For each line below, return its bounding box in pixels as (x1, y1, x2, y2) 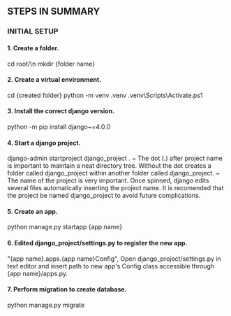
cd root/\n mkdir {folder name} (7, 59, 96, 68)
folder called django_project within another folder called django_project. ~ (7, 169, 221, 178)
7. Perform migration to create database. (7, 285, 127, 294)
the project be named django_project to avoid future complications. (7, 192, 201, 200)
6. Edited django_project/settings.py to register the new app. (7, 238, 188, 247)
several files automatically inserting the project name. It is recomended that (7, 184, 224, 192)
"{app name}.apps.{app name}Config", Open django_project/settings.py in (7, 254, 221, 263)
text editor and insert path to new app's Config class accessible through (7, 261, 215, 270)
